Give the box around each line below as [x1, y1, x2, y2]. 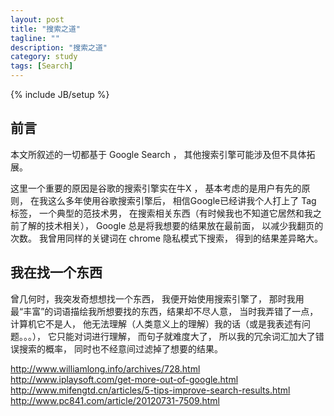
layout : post [10, 14, 65, 25]
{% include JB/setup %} [10, 89, 110, 100]
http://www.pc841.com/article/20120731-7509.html [10, 394, 220, 406]
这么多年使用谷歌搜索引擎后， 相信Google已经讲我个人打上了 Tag [47, 194, 317, 206]
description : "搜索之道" [10, 42, 108, 53]
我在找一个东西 [10, 264, 103, 281]
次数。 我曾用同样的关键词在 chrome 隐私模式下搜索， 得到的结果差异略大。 [10, 232, 323, 244]
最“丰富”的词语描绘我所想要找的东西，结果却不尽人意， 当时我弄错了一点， [10, 305, 319, 317]
